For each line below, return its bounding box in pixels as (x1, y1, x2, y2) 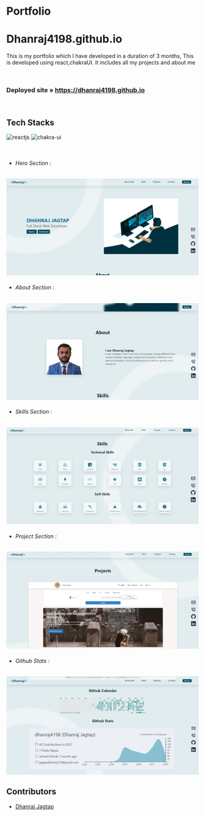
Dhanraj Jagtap (15, 803, 54, 810)
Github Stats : (15, 657, 50, 664)
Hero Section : (15, 159, 52, 166)
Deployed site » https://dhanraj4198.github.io (6, 86, 145, 95)
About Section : (15, 284, 54, 291)
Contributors (6, 787, 57, 797)
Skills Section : (15, 408, 52, 415)
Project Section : (15, 532, 57, 540)
